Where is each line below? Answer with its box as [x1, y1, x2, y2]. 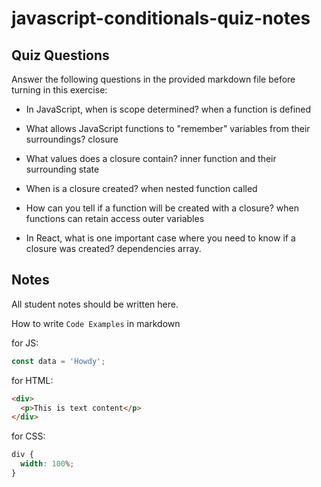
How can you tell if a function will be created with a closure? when [25, 202, 299, 214]
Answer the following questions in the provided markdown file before [11, 73, 296, 85]
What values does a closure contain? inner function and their [25, 153, 277, 164]
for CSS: [11, 430, 46, 442]
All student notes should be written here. [11, 298, 179, 310]
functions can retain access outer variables [25, 213, 205, 224]
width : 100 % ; [20, 459, 75, 469]
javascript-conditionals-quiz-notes [11, 7, 311, 30]
